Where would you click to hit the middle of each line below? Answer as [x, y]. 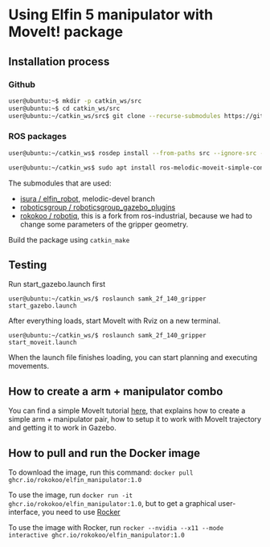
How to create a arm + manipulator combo [116, 391]
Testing [28, 265]
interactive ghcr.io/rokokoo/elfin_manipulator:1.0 [96, 535]
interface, [24, 512]
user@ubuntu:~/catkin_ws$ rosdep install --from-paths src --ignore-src [133, 153]
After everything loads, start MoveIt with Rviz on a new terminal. [115, 321]
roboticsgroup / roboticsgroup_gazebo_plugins [98, 207]
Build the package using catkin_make [69, 239]
